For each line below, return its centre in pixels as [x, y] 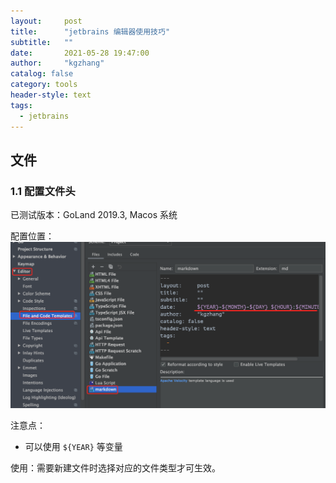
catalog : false [42, 74]
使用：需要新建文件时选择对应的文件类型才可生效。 [115, 468]
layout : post [46, 21]
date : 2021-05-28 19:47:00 [80, 53]
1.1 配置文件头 [43, 191]
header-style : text [51, 95]
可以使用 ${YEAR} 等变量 [73, 447]
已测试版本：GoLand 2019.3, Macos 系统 [94, 215]
